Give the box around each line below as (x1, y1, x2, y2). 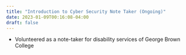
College (14, 42, 34, 49)
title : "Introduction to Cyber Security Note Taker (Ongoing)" (6, 8, 166, 15)
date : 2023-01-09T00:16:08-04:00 (6, 14, 89, 20)
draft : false (6, 20, 39, 25)
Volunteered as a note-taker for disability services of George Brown (14, 36, 181, 43)
